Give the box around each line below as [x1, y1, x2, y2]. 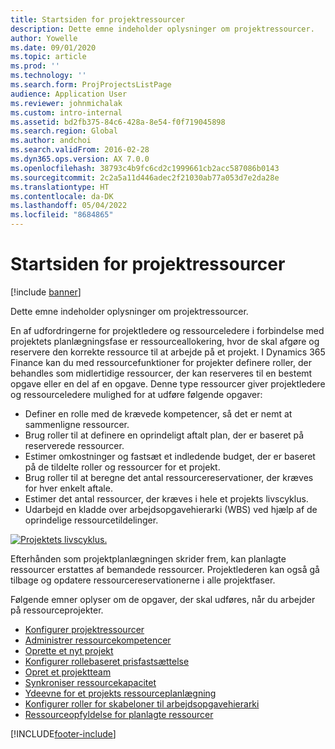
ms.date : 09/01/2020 [10, 42, 97, 53]
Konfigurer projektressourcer [24, 623, 145, 635]
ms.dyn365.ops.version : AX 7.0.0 [10, 154, 150, 164]
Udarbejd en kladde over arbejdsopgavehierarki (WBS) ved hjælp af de [24, 503, 318, 515]
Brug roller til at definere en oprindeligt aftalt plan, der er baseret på [24, 429, 305, 441]
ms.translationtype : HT [10, 182, 110, 192]
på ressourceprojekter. [10, 604, 104, 616]
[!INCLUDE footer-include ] [10, 727, 117, 740]
